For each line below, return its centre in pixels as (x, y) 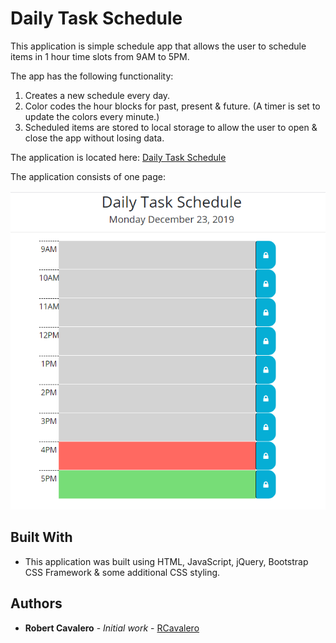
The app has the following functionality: (92, 76)
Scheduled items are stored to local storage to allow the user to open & (171, 127)
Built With (41, 537)
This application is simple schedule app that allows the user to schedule (158, 46)
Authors (36, 603)
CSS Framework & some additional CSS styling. (122, 572)
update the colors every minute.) (92, 116)
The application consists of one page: (88, 176)
